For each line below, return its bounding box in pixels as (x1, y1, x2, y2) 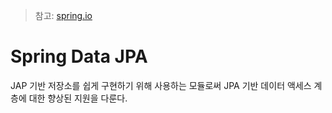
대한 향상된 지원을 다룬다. (28, 92, 128, 104)
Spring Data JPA (10, 45, 148, 68)
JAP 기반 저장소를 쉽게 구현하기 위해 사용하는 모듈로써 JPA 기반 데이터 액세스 (10, 79, 312, 91)
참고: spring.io (34, 10, 93, 21)
